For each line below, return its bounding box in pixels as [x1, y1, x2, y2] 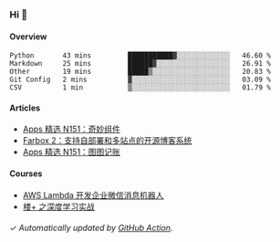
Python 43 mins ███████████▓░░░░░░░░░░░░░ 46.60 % [9, 51, 272, 60]
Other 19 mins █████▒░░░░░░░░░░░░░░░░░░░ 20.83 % [9, 68, 272, 77]
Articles [9, 102, 41, 113]
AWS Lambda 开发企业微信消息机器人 [22, 189, 164, 200]
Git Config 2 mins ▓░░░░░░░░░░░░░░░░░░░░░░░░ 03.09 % [9, 75, 272, 85]
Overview [9, 31, 47, 42]
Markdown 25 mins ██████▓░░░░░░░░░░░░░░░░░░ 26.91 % [9, 59, 272, 68]
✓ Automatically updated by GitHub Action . [9, 223, 173, 234]
